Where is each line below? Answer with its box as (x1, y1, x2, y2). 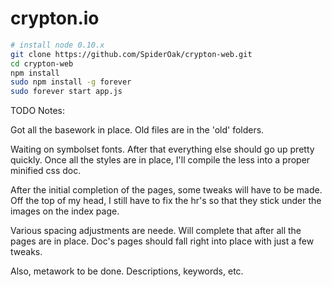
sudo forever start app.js (10, 87, 123, 97)
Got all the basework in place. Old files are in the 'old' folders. (10, 124, 265, 136)
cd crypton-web (10, 58, 74, 69)
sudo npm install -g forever (10, 77, 132, 87)
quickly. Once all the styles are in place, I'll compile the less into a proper (10, 154, 311, 166)
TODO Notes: (10, 105, 66, 117)
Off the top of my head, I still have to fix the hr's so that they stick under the (10, 195, 322, 207)
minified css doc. (10, 165, 82, 177)
